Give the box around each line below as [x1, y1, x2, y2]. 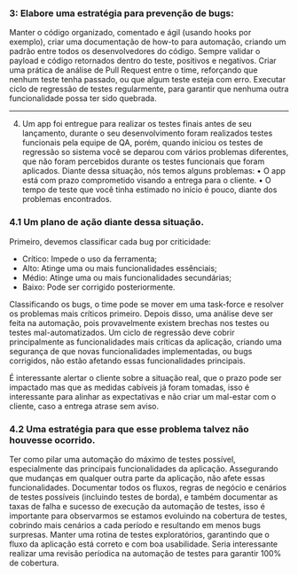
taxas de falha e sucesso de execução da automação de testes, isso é [9, 501, 266, 511]
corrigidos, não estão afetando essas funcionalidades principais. [9, 355, 246, 366]
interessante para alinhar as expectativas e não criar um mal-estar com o [9, 391, 277, 401]
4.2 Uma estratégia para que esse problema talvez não [9, 423, 250, 435]
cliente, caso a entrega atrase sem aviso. [9, 400, 160, 411]
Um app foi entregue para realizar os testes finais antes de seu [21, 119, 253, 129]
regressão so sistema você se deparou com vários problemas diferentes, [21, 147, 289, 158]
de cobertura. [9, 557, 59, 568]
